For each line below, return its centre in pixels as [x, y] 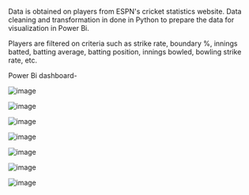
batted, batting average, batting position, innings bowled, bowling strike [125, 52]
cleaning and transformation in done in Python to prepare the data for [121, 20]
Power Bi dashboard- [43, 75]
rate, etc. [23, 60]
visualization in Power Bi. [49, 28]
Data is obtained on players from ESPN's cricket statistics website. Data [125, 11]
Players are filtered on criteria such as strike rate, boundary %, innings [123, 43]
